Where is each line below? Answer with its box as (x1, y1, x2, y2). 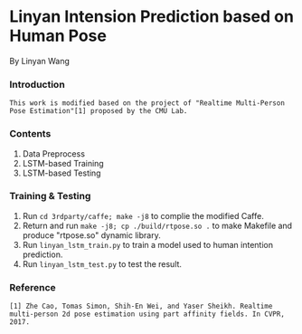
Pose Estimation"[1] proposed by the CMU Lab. (9, 107, 188, 116)
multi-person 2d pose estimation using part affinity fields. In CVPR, (9, 310, 285, 319)
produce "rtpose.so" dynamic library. (22, 229, 161, 241)
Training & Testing (9, 190, 91, 203)
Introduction (9, 78, 65, 91)
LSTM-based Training (22, 157, 104, 168)
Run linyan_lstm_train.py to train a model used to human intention (22, 239, 274, 250)
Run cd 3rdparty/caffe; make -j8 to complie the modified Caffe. (22, 210, 264, 221)
